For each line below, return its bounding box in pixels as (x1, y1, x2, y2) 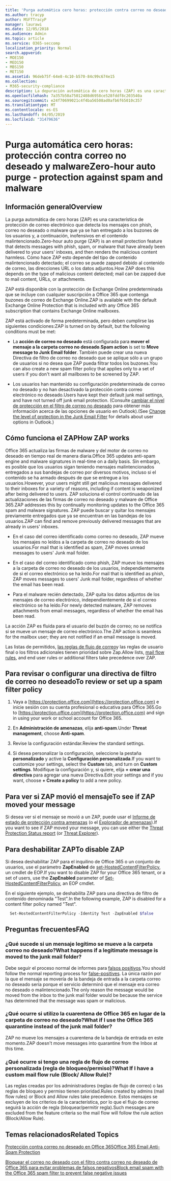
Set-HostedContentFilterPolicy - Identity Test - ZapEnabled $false (10, 911, 154, 916)
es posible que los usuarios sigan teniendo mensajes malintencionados (5, 463, 154, 470)
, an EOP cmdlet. (60, 880, 95, 886)
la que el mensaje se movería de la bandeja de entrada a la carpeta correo (5, 975, 161, 982)
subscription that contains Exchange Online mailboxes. (5, 307, 121, 314)
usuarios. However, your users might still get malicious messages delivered (5, 480, 162, 486)
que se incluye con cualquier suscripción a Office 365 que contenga (5, 291, 149, 297)
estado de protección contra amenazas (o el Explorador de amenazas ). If (5, 819, 157, 826)
